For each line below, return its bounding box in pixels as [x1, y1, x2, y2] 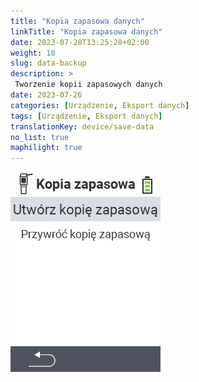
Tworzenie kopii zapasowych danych [14, 80, 163, 90]
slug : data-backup [10, 58, 87, 69]
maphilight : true [10, 143, 83, 153]
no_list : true [10, 132, 70, 142]
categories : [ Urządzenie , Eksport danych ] [10, 100, 190, 110]
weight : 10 [10, 48, 56, 58]
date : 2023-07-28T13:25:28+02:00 [10, 37, 150, 47]
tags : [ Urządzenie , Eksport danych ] [10, 111, 163, 121]
